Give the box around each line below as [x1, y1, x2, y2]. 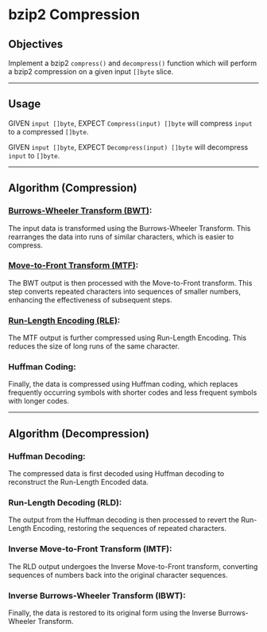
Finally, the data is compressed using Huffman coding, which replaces [8, 380, 238, 389]
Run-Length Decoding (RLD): [8, 497, 122, 508]
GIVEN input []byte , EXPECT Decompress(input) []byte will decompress [8, 142, 249, 152]
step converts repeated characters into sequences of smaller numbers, [8, 287, 241, 296]
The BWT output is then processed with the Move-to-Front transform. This [8, 278, 253, 287]
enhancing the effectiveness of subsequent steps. [8, 295, 172, 304]
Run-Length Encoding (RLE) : [8, 314, 121, 326]
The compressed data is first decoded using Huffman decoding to [8, 469, 225, 478]
